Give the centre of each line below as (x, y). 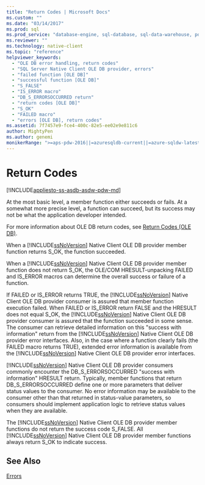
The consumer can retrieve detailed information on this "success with (94, 327)
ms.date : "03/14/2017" (35, 23)
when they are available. (37, 410)
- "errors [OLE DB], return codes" (57, 120)
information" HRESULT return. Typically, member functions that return (94, 378)
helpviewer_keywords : (34, 57)
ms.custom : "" (24, 18)
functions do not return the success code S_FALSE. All (75, 429)
